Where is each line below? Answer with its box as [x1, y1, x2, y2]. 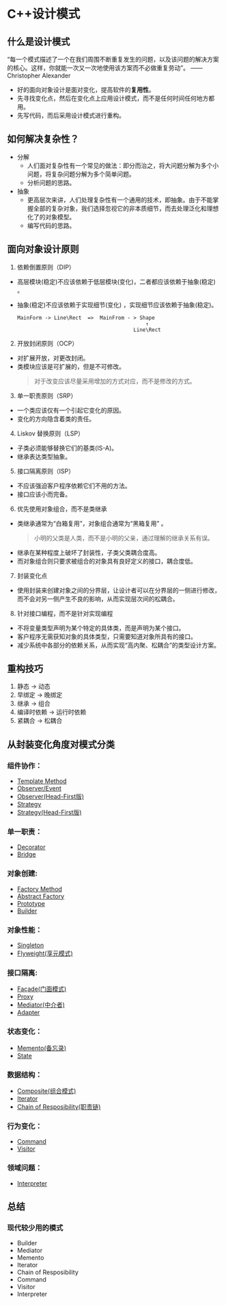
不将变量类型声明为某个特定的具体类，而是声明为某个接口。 [16, 623, 185, 632]
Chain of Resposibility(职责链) [16, 1102, 101, 1111]
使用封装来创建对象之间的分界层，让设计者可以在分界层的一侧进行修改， [16, 586, 221, 594]
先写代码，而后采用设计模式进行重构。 [16, 111, 125, 119]
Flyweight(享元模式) [16, 949, 73, 957]
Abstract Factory [16, 892, 65, 900]
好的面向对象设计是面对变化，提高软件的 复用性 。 [16, 86, 155, 93]
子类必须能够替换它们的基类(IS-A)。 [16, 444, 118, 452]
